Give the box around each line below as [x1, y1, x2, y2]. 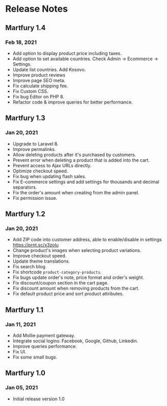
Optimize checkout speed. [12, 168, 68, 174]
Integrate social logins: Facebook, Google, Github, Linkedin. [12, 338, 138, 344]
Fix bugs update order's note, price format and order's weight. [12, 274, 145, 281]
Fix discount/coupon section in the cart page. [12, 280, 109, 286]
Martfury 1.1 [5, 306, 43, 314]
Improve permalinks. [12, 146, 56, 152]
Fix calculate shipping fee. [12, 83, 68, 89]
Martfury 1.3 [5, 114, 45, 122]
